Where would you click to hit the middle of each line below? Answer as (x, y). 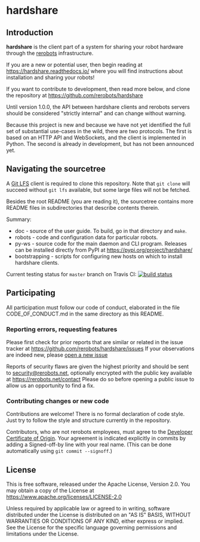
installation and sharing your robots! (50, 77)
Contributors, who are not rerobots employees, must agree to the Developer (99, 432)
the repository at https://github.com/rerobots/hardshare (75, 95)
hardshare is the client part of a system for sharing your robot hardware (95, 47)
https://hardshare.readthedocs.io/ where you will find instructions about (95, 71)
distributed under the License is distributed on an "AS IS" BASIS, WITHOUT (99, 515)
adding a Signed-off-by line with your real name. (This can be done (89, 445)
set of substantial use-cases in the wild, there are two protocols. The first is (99, 131)
